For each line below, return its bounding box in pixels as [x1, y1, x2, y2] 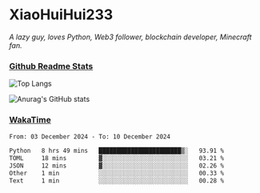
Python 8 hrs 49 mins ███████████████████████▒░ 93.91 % [9, 147, 225, 155]
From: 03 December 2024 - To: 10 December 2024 [9, 132, 171, 141]
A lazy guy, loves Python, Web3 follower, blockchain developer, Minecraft [9, 32, 252, 42]
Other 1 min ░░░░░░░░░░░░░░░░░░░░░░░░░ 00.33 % [9, 170, 225, 178]
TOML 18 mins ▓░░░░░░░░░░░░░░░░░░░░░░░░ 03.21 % [9, 155, 225, 163]
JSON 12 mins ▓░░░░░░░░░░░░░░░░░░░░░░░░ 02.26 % [9, 162, 225, 170]
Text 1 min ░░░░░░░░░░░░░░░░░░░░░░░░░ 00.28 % [9, 176, 225, 185]
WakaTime [9, 115, 51, 126]
